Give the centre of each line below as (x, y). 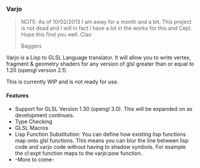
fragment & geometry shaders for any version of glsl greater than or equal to (100, 64)
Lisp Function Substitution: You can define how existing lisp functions (100, 134)
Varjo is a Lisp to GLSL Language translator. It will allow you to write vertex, (99, 58)
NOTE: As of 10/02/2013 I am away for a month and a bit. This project (106, 22)
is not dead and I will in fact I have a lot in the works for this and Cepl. (106, 28)
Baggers (31, 46)
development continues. (44, 115)
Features (17, 95)
